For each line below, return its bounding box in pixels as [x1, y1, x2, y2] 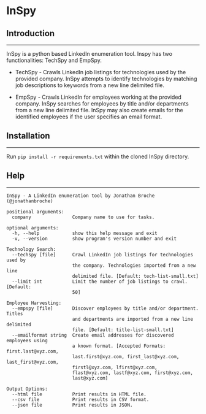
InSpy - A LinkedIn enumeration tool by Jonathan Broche [6, 193, 155, 199]
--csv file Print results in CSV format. [12, 396, 150, 402]
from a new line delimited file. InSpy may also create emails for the [15, 107, 183, 113]
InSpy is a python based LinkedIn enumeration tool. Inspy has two [6, 50, 173, 57]
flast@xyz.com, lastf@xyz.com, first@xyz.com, [72, 369, 193, 376]
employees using [6, 337, 48, 343]
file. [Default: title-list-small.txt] [72, 326, 174, 333]
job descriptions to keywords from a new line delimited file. [15, 82, 164, 89]
